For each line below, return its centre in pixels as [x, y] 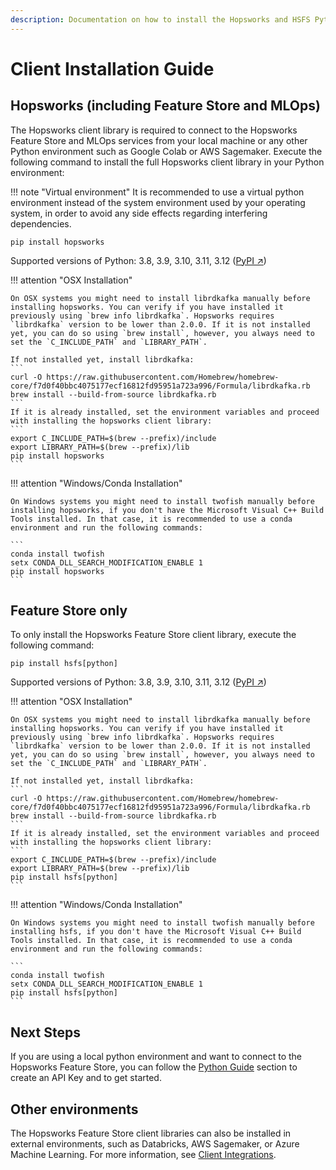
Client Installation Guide [112, 68]
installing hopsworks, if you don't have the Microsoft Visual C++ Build [167, 510]
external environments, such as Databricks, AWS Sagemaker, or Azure [155, 1144]
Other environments [74, 1109]
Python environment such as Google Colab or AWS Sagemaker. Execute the [166, 151]
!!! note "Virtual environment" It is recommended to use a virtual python [157, 192]
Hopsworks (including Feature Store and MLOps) [165, 106]
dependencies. [41, 223]
